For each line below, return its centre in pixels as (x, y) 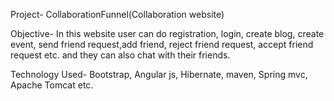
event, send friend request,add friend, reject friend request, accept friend (162, 44)
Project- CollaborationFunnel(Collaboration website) (117, 14)
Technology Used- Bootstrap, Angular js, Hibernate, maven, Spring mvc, (159, 74)
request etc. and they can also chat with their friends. (120, 55)
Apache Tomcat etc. (52, 85)
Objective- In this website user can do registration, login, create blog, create (167, 33)
